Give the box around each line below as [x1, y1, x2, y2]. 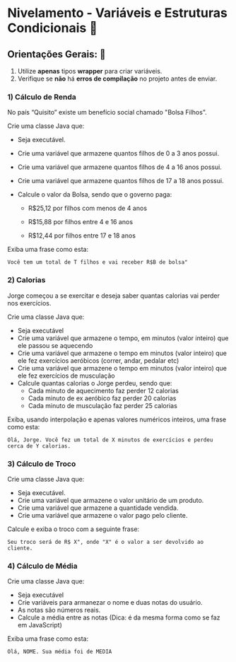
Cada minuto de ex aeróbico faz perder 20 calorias [28, 394, 177, 402]
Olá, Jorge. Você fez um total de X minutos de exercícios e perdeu [7, 436, 213, 443]
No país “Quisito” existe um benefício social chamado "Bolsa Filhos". [7, 108, 207, 117]
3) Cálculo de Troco [7, 458, 76, 468]
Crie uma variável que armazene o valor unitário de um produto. [17, 496, 204, 504]
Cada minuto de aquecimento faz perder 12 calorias [28, 386, 179, 395]
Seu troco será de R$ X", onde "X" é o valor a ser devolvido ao [7, 538, 203, 545]
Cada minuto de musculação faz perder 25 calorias [28, 401, 178, 410]
